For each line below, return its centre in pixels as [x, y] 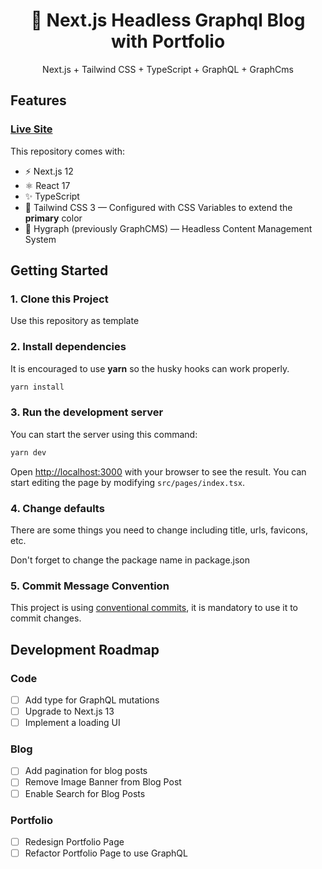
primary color [53, 218]
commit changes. [46, 618]
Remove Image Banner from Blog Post [103, 782]
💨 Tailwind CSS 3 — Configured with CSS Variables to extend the [158, 207]
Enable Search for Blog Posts [85, 793]
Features [38, 100]
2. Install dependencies [68, 347]
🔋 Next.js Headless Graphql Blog [168, 20]
